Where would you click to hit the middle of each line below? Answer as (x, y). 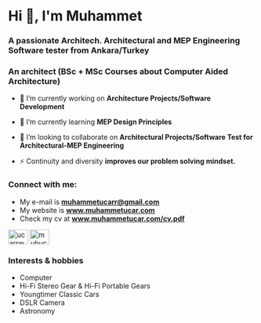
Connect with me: (43, 185)
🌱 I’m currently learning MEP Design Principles (96, 122)
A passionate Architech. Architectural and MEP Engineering (124, 41)
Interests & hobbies (46, 260)
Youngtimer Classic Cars (59, 294)
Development (42, 107)
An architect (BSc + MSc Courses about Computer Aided (118, 72)
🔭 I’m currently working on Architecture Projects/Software (115, 98)
